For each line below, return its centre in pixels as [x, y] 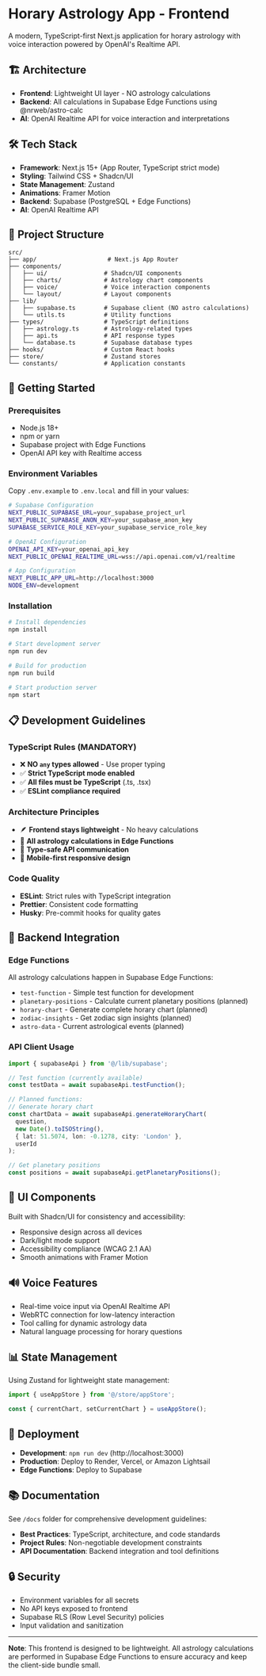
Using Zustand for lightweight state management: [89, 1380]
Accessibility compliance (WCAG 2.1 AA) [85, 1249]
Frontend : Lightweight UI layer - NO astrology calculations [115, 93]
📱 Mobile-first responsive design [75, 858]
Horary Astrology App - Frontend [119, 14]
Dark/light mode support [60, 1240]
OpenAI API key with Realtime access [81, 453]
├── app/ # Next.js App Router [93, 260]
